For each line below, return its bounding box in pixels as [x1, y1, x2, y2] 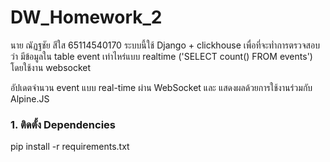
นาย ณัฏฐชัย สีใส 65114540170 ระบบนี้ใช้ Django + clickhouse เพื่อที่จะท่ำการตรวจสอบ [10, 39, 320, 51]
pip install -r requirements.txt [10, 141, 130, 153]
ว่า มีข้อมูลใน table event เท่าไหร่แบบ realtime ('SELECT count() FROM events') [10, 50, 313, 62]
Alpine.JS [10, 92, 50, 105]
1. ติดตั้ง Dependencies [10, 117, 117, 131]
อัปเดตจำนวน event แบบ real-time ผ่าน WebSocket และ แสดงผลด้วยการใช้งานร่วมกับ [10, 81, 313, 93]
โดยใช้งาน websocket [10, 61, 92, 73]
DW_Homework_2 [10, 6, 163, 29]
